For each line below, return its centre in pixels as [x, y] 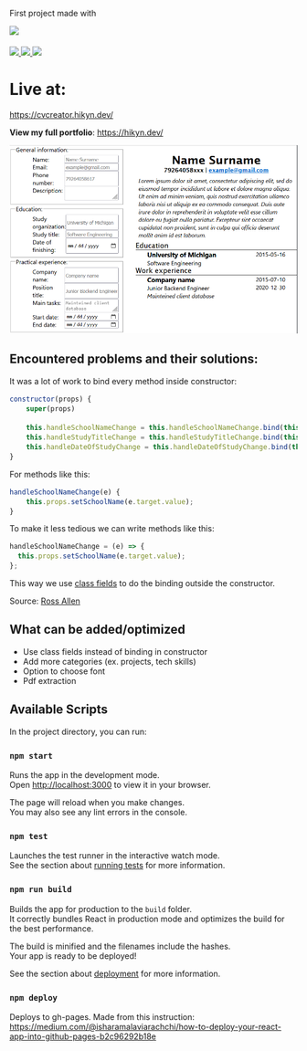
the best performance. [52, 928]
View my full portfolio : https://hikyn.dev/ [86, 132]
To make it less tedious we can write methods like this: [112, 529]
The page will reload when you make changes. [97, 802]
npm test [29, 836]
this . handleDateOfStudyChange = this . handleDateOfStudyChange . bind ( [159, 447]
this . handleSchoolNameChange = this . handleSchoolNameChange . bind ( [155, 428]
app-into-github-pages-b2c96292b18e [83, 1036]
